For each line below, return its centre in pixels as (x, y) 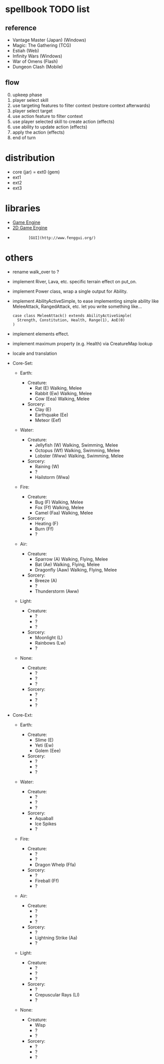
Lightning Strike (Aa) (56, 937)
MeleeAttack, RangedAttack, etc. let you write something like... (77, 306)
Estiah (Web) (26, 51)
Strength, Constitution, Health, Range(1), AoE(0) (71, 320)
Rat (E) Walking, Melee (58, 388)
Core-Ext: (23, 715)
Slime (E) (44, 740)
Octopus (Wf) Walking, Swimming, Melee (77, 450)
